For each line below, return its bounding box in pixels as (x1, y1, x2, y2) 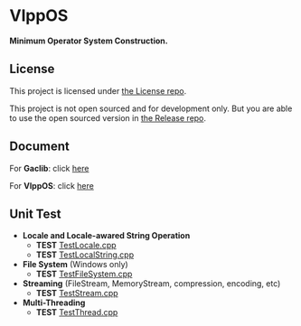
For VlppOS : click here (9, 180, 95, 191)
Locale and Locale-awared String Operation (22, 230, 191, 241)
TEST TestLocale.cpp (35, 240, 117, 251)
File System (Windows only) (22, 259, 128, 270)
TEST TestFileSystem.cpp (35, 268, 133, 280)
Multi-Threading (22, 297, 86, 308)
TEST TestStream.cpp (35, 288, 119, 299)
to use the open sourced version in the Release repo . (9, 112, 206, 123)
